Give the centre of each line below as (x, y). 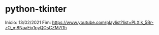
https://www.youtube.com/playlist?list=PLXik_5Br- (103, 22)
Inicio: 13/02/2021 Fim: (28, 22)
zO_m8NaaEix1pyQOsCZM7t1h (36, 27)
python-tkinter (36, 9)
